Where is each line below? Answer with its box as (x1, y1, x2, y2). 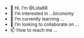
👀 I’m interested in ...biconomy (10, 10, 74, 16)
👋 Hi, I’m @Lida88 (10, 5, 48, 11)
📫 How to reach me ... (10, 27, 58, 33)
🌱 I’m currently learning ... (10, 16, 65, 22)
